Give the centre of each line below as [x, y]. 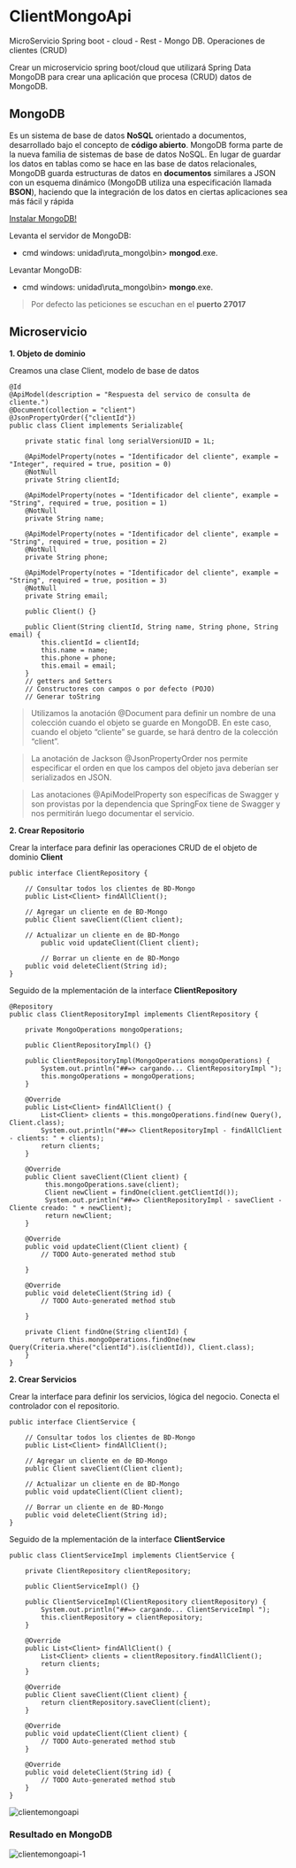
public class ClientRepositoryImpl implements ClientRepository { [134, 1014]
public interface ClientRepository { [79, 873]
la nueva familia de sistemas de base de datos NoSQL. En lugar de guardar [145, 154]
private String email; [67, 596]
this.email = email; [79, 666]
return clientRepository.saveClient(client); [126, 1702]
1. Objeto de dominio [47, 353]
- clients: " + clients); [57, 1138]
